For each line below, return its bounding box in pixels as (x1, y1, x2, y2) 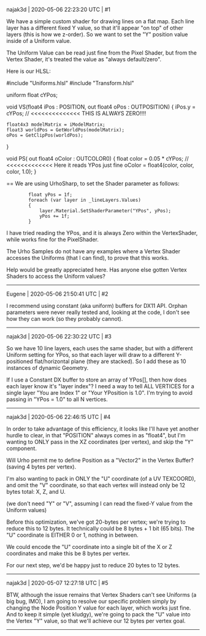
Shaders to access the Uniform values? (6, 273, 105, 280)
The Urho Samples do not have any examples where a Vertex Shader (6, 248, 181, 255)
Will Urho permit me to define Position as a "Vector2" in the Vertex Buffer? (6, 457, 194, 464)
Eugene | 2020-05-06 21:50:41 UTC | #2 (6, 290, 109, 297)
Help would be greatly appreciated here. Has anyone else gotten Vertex (6, 266, 187, 273)
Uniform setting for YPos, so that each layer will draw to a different (6, 351, 175, 358)
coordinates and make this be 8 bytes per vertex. (6, 550, 131, 557)
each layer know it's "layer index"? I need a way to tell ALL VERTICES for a (6, 383, 194, 389)
